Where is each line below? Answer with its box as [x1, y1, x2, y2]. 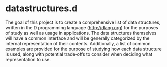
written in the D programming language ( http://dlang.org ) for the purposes [5, 24, 159, 30]
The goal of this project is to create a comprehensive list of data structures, [5, 19, 161, 25]
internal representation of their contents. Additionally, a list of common [5, 40, 151, 46]
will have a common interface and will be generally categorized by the [5, 35, 150, 41]
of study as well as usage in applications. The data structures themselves [5, 30, 157, 36]
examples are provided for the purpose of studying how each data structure [5, 46, 162, 52]
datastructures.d [5, 3, 78, 14]
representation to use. [5, 56, 51, 62]
